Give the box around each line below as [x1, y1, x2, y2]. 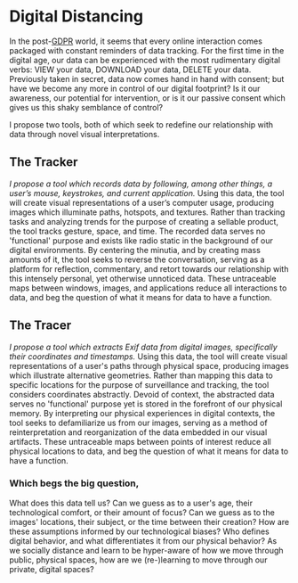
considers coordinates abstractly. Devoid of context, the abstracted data [9, 389, 275, 399]
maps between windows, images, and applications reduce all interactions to [9, 283, 287, 293]
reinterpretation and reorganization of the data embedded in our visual [9, 426, 268, 438]
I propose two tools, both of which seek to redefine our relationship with [9, 119, 274, 130]
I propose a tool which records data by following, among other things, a [9, 178, 273, 189]
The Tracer [9, 318, 72, 333]
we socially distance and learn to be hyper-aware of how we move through [9, 545, 284, 555]
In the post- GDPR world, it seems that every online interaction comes [9, 36, 262, 46]
